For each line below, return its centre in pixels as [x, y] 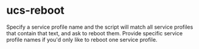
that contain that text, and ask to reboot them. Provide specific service [95, 33]
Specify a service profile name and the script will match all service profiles [100, 27]
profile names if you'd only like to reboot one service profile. [82, 39]
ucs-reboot [36, 10]
